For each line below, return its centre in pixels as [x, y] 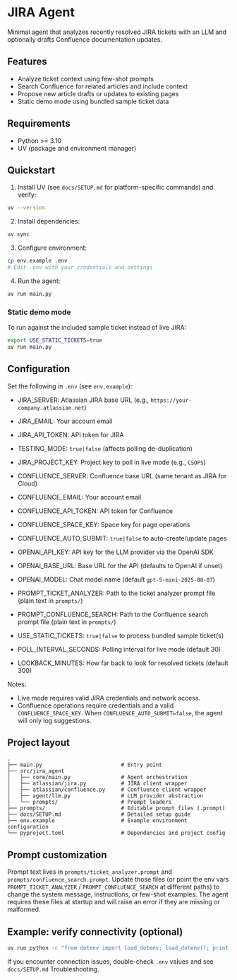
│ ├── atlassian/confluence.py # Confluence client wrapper [107, 790]
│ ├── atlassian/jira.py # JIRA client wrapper [98, 784]
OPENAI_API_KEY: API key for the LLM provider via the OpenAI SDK [115, 552]
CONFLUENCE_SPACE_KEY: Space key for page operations [104, 524]
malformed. [24, 909]
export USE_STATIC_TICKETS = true [55, 340]
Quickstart [31, 170]
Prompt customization [57, 854]
